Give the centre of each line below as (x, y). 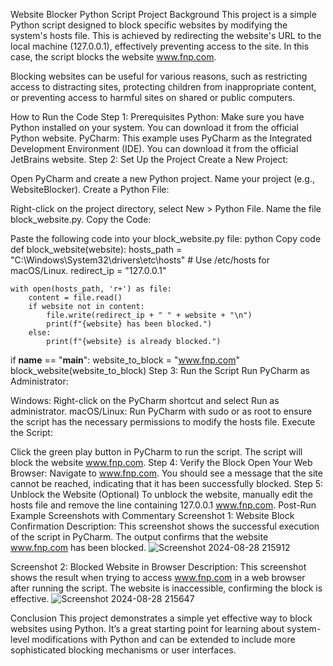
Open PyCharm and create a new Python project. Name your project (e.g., (162, 178)
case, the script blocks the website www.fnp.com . (113, 57)
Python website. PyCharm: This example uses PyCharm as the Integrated (161, 138)
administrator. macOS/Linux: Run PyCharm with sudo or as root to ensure (161, 411)
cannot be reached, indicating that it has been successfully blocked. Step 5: (166, 483)
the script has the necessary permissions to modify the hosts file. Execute (163, 422)
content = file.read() (75, 298)
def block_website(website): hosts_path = (96, 249)
